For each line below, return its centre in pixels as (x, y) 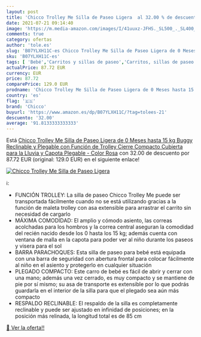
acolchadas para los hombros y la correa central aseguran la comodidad (104, 227)
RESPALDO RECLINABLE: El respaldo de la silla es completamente (96, 303)
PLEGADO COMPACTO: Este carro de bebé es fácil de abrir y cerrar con (103, 272)
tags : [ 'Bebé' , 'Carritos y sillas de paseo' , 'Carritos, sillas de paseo (100, 62)
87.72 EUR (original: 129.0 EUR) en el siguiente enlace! (73, 160)
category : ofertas (29, 40)
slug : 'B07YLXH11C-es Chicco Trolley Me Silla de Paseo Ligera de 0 (93, 51)
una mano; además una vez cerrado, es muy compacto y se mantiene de (105, 278)
